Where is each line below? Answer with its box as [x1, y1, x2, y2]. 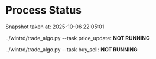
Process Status [5, 4, 82, 17]
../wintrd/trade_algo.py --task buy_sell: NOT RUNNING [5, 45, 138, 53]
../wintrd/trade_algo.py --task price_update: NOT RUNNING [5, 34, 150, 41]
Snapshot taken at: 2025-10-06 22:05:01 [5, 23, 105, 30]
